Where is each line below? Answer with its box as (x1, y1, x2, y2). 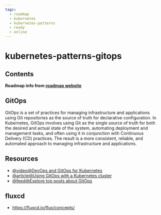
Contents (5, 70, 34, 78)
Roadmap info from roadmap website (5, 83, 82, 88)
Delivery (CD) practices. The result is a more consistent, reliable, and (5, 135, 143, 141)
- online (9, 30, 27, 34)
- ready (9, 25, 25, 30)
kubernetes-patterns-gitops (5, 50, 122, 62)
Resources (5, 155, 38, 163)
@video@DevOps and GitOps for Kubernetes (12, 167, 103, 173)
